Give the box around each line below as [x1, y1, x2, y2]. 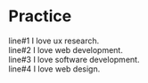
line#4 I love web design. [8, 64, 101, 74]
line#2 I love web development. [8, 44, 124, 55]
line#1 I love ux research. [8, 35, 100, 46]
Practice [8, 6, 72, 26]
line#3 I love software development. [8, 54, 140, 64]
